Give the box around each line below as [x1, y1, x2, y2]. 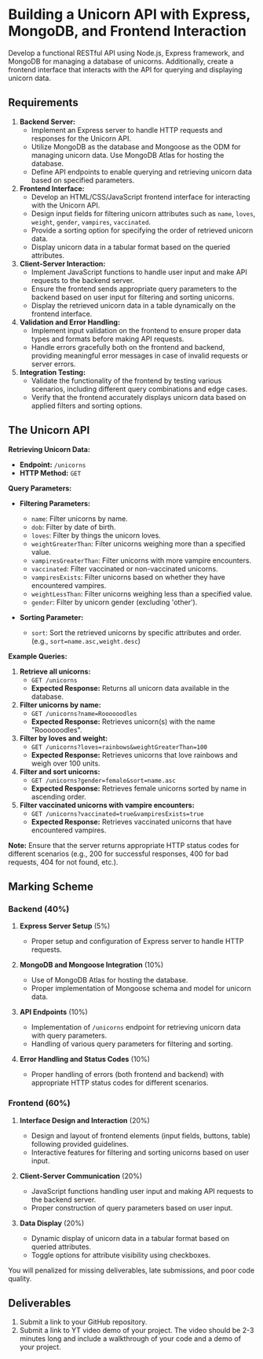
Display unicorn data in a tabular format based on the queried [31, 242, 231, 252]
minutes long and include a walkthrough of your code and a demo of [19, 1334, 242, 1343]
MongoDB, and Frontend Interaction [8, 22, 247, 40]
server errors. [31, 359, 76, 369]
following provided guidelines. [31, 1139, 130, 1148]
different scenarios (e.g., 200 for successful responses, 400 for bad [8, 849, 229, 858]
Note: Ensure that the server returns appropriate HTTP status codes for [8, 840, 239, 850]
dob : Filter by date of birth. [31, 522, 116, 531]
